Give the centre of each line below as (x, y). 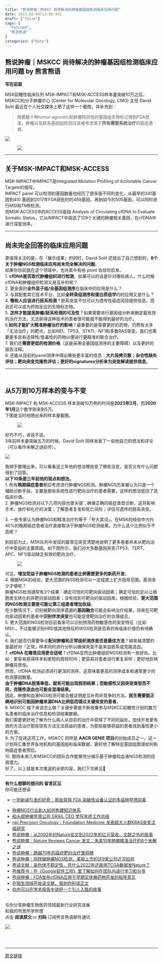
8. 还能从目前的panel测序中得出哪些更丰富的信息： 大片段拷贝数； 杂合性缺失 (81, 356)
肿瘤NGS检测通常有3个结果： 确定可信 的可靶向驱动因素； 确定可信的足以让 (79, 592)
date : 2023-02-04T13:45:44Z (33, 14)
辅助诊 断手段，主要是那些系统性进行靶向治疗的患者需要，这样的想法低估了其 (81, 491)
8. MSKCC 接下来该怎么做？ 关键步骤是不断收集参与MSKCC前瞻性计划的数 (79, 708)
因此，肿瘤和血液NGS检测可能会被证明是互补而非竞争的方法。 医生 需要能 (78, 695)
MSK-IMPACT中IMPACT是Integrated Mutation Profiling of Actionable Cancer (81, 181)
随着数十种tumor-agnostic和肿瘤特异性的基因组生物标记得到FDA (81, 117)
